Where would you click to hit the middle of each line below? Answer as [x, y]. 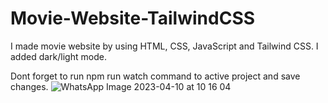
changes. [29, 86]
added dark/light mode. [58, 56]
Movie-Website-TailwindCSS [133, 18]
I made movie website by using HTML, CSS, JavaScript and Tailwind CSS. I [164, 46]
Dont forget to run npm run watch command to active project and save [155, 76]
